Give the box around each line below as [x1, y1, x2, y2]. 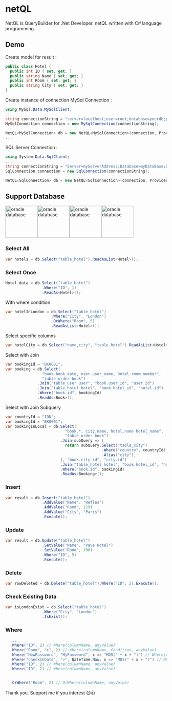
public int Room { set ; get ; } [10, 78, 77, 84]
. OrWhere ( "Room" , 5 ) [51, 319, 95, 324]
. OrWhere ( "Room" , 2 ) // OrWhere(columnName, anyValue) [10, 680, 130, 686]
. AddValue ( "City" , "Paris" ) [41, 509, 102, 515]
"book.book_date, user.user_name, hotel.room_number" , [41, 371, 161, 377]
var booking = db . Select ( [5, 366, 60, 372]
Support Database [5, 192, 65, 201]
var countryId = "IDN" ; [5, 414, 56, 419]
